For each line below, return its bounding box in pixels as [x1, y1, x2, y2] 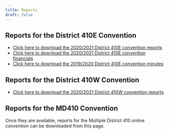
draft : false [5, 12, 33, 17]
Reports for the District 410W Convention [5, 75, 139, 84]
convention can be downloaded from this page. [5, 123, 105, 129]
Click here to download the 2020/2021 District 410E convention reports [12, 44, 162, 51]
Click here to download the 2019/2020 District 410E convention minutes [12, 61, 164, 67]
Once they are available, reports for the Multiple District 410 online [5, 117, 144, 123]
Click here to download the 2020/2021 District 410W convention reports [12, 89, 164, 95]
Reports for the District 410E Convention [5, 31, 137, 40]
